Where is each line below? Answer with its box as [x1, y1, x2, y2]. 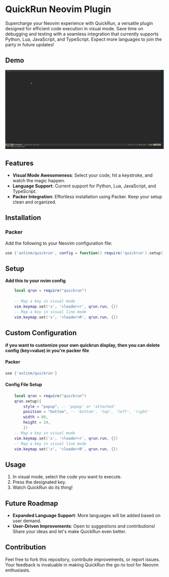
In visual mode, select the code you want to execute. [12, 474, 122, 480]
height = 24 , [23, 420, 51, 425]
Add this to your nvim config [5, 278, 66, 284]
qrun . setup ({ [14, 399, 42, 404]
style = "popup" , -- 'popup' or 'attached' [23, 404, 116, 409]
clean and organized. [12, 199, 57, 205]
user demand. [12, 518, 42, 524]
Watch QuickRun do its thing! [12, 484, 73, 490]
